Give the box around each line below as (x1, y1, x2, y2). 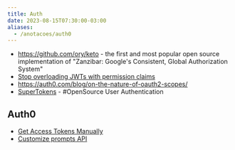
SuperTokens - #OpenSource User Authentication (17, 87, 164, 96)
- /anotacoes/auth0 (14, 30, 72, 38)
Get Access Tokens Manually (17, 127, 103, 136)
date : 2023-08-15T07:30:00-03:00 (7, 17, 107, 24)
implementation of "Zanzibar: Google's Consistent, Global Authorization (17, 58, 228, 66)
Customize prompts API (17, 134, 88, 143)
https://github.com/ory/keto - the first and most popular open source (17, 50, 220, 58)
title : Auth (7, 10, 43, 18)
